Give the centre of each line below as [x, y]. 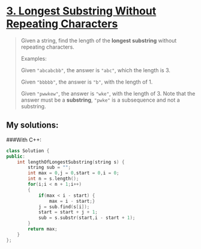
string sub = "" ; [49, 168]
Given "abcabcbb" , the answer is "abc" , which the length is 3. [96, 70]
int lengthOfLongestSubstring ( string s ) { [71, 162]
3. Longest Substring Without [81, 11]
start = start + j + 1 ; [68, 212]
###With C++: [24, 140]
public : [16, 156]
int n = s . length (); [53, 179]
